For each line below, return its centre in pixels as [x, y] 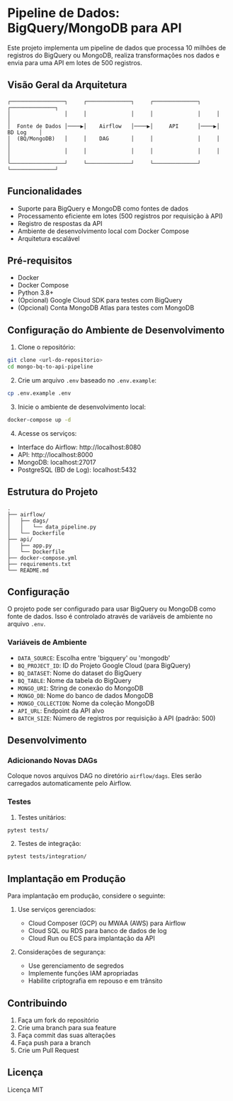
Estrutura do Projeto [53, 492]
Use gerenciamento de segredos [76, 966]
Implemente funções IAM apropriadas [83, 973]
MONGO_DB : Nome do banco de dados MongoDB [85, 695]
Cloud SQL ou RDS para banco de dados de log [97, 931]
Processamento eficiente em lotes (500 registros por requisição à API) [120, 216]
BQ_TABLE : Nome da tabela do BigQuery [74, 680]
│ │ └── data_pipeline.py [52, 527]
